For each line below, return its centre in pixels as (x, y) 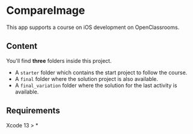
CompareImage (46, 11)
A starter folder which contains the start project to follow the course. (101, 72)
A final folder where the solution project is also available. (86, 78)
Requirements (33, 111)
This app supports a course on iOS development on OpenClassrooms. (93, 27)
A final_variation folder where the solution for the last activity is (96, 85)
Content (22, 46)
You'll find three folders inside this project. (59, 60)
